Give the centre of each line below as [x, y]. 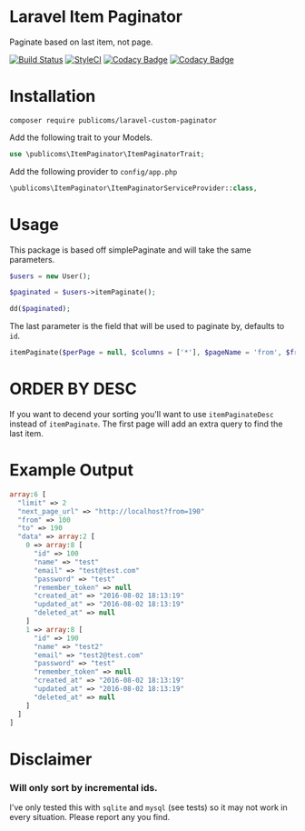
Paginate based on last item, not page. [81, 42]
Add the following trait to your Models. [81, 137]
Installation [53, 96]
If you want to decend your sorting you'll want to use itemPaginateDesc [142, 414]
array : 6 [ [28, 494]
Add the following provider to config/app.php [93, 171]
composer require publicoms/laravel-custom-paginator [113, 120]
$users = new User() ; [50, 276]
